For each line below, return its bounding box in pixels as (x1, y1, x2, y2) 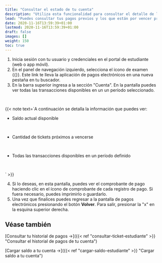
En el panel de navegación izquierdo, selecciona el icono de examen (12, 66, 148, 73)
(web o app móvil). (12, 61, 50, 67)
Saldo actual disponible (12, 115, 59, 121)
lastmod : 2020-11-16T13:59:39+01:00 (5, 25, 79, 30)
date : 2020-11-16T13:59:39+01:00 (5, 20, 72, 26)
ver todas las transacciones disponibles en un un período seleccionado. (12, 87, 155, 93)
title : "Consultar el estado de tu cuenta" (5, 7, 94, 12)
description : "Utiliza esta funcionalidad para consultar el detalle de (5, 12, 154, 16)
